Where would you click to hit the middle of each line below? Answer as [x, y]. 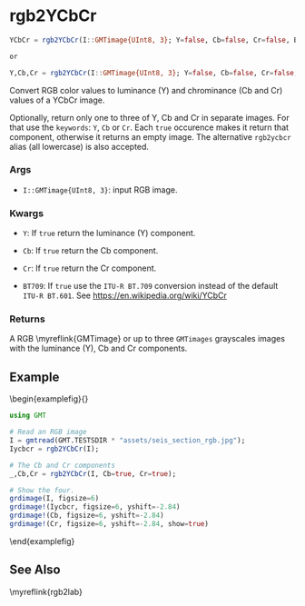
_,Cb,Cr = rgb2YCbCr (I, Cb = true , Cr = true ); [93, 473]
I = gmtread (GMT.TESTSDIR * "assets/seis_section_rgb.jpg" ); [128, 441]
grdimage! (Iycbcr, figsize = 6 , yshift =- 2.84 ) [95, 507]
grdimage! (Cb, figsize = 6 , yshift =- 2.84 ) [87, 516]
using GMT [28, 416]
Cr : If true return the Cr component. [89, 268]
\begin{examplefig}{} [49, 399]
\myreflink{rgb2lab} [46, 591]
